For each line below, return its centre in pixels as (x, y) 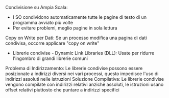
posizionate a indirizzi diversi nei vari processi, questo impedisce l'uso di (82, 74)
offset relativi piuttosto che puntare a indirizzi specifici (63, 90)
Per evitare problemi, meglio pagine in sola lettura (65, 28)
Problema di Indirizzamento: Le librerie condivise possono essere (74, 68)
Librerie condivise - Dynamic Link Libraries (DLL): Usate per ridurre (83, 53)
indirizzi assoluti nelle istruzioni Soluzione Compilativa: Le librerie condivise (85, 79)
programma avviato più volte (43, 23)
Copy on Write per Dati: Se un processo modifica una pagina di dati (76, 38)
